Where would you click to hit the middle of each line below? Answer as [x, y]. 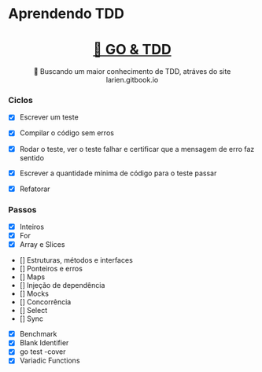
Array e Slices [42, 245]
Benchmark [38, 334]
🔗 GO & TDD [132, 50]
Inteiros [32, 227]
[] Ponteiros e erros [51, 269]
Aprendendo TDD [66, 14]
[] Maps [32, 277]
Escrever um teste [49, 117]
